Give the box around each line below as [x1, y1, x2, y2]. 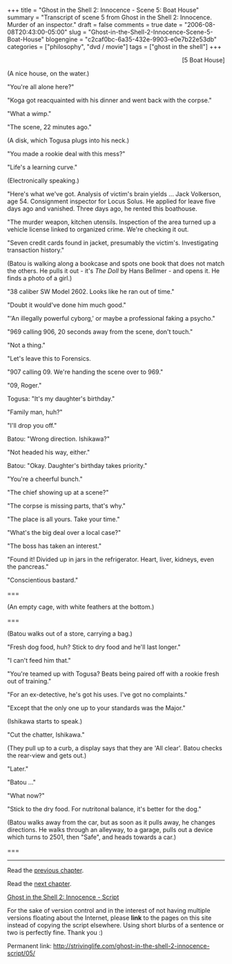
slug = [68, 28, 87, 36]
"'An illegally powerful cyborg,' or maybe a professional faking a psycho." [7, 314, 215, 322]
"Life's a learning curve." [7, 163, 78, 171]
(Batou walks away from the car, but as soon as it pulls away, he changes [7, 818, 215, 826]
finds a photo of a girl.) [7, 274, 72, 282]
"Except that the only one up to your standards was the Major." [7, 704, 186, 712]
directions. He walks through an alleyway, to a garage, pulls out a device [7, 826, 213, 833]
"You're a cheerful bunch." [7, 475, 83, 483]
